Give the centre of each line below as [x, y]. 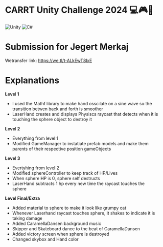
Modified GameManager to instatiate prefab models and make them [80, 143]
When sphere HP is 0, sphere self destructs [56, 178]
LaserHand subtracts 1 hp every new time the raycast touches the [78, 184]
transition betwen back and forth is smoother [58, 109]
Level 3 [13, 158]
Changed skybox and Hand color [46, 239]
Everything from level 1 [35, 138]
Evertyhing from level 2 [36, 168]
